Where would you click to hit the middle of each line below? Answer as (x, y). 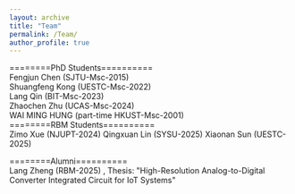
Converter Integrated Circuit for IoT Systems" (93, 181)
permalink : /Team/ (43, 34)
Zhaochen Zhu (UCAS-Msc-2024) (72, 106)
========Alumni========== (68, 161)
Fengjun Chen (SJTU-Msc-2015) (69, 78)
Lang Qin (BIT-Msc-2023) (57, 97)
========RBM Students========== (82, 125)
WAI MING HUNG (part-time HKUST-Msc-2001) (97, 115)
